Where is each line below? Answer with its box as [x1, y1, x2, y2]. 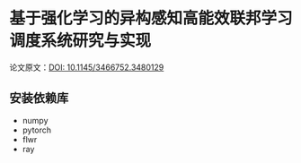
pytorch [22, 124, 52, 135]
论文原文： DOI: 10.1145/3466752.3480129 [9, 62, 164, 73]
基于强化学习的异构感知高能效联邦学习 [9, 8, 294, 29]
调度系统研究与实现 [9, 30, 152, 51]
